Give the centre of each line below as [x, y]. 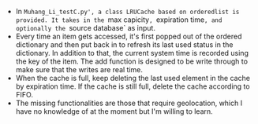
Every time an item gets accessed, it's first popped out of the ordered [129, 36]
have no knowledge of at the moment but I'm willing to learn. [114, 111]
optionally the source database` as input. [86, 28]
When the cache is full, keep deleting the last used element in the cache [133, 78]
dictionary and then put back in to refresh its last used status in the [124, 45]
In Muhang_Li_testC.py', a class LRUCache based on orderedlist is [127, 11]
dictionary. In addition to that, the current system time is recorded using [132, 53]
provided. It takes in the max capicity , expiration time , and [119, 20]
